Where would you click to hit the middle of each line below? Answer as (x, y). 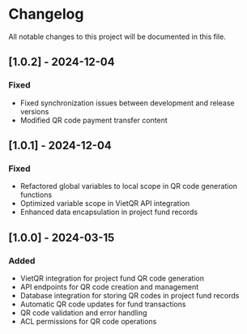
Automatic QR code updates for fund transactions (103, 304)
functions (36, 195)
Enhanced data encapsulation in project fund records (109, 212)
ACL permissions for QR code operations (88, 321)
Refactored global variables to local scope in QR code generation (128, 186)
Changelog (46, 14)
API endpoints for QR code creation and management (109, 287)
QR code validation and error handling (83, 313)
